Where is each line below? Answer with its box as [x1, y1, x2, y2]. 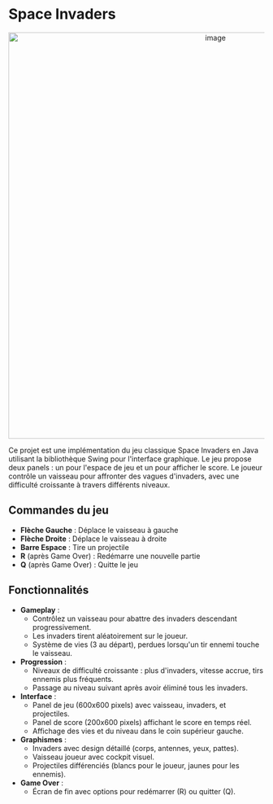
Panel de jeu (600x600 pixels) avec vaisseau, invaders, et [32, 700, 227, 710]
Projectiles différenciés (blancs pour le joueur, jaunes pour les [32, 760, 240, 770]
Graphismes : [19, 734, 67, 745]
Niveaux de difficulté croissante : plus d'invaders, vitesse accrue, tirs [32, 665, 264, 675]
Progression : [19, 657, 67, 666]
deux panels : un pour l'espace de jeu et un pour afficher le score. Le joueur [8, 462, 262, 472]
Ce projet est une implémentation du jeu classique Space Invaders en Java [8, 445, 258, 455]
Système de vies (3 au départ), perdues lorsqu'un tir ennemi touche [32, 640, 260, 649]
